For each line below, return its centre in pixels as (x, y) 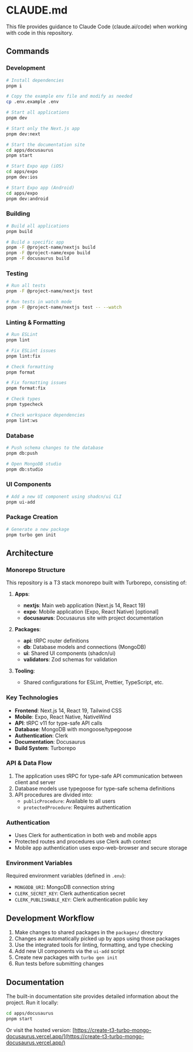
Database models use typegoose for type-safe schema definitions (94, 788)
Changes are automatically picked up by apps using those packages (97, 938)
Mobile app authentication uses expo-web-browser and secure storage (101, 848)
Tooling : (25, 671)
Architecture (30, 553)
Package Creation (32, 517)
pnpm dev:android (27, 199)
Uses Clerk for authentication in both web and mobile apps (86, 835)
